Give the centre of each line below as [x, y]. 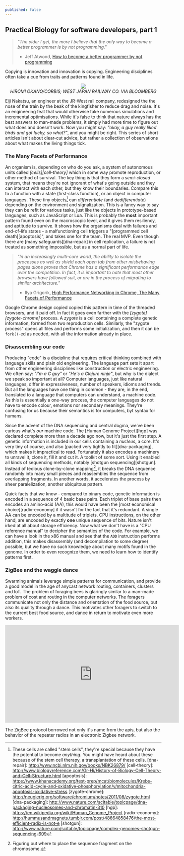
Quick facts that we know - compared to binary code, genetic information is [83, 494]
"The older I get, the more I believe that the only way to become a [85, 42]
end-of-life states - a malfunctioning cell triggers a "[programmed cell [77, 231]
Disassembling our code [35, 347]
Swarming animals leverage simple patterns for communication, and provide [83, 581]
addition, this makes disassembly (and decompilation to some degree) [77, 542]
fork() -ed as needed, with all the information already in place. [69, 334]
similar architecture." [39, 283]
